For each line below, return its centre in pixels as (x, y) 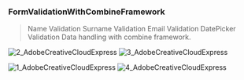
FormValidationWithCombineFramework (87, 12)
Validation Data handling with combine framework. (109, 37)
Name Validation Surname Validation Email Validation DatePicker (131, 29)
